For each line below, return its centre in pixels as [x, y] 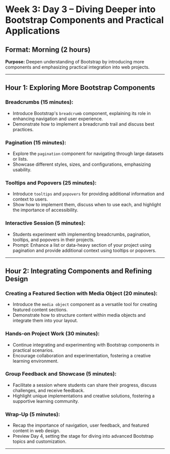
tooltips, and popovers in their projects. [53, 240]
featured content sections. [40, 310]
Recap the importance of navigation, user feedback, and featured [81, 425]
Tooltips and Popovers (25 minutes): [51, 182]
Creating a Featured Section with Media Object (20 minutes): [81, 293]
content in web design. [36, 431]
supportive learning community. [46, 401]
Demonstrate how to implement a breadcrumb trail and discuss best [83, 124]
